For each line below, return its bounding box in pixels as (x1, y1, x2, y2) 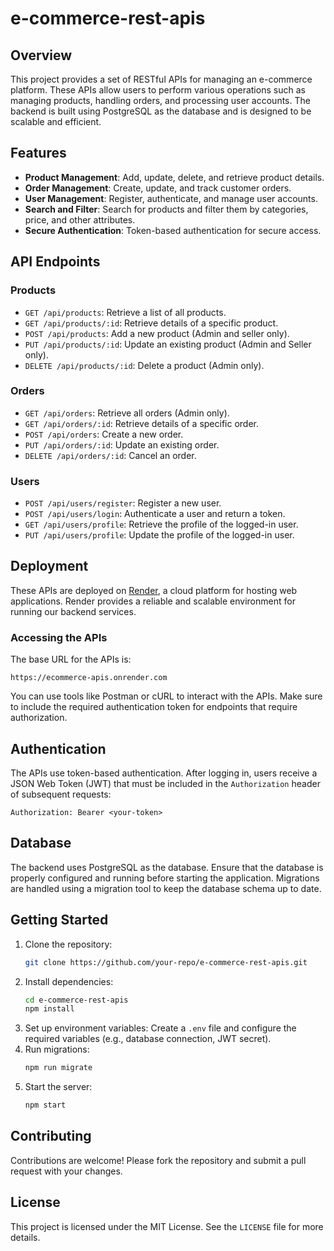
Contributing (10, 1128, 92, 1145)
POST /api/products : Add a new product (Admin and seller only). (24, 327, 290, 339)
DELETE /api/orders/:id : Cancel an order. (24, 449, 197, 461)
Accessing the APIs (10, 630, 108, 644)
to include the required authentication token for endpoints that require (10, 701, 298, 713)
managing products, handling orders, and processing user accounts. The (10, 95, 311, 106)
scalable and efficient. (10, 116, 102, 127)
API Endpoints (10, 253, 101, 271)
